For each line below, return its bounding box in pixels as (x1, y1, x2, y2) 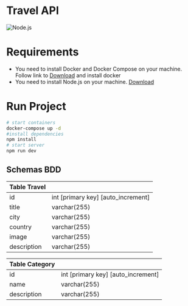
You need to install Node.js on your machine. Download (15, 78, 155, 85)
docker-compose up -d (6, 125, 61, 131)
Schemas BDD (6, 165, 62, 175)
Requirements (6, 45, 79, 59)
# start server (6, 142, 45, 148)
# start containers (6, 119, 56, 125)
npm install (6, 136, 37, 143)
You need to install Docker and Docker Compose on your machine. (15, 65, 183, 72)
